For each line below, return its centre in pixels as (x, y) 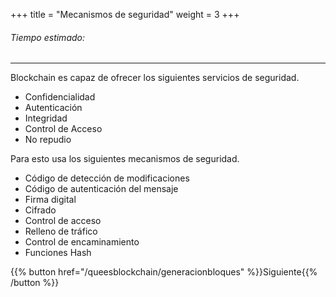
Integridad (46, 118)
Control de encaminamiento (82, 242)
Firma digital (50, 200)
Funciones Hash (58, 253)
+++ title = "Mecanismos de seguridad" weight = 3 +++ (125, 14)
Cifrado (40, 210)
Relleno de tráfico (61, 231)
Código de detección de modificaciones (107, 178)
